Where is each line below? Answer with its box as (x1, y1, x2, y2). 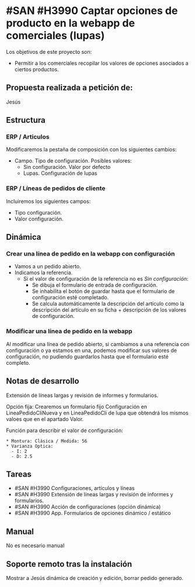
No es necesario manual (6, 542, 65, 549)
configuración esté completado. (32, 294, 109, 301)
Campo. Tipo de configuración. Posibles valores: (14, 157, 132, 164)
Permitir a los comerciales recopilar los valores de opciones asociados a (14, 60, 189, 67)
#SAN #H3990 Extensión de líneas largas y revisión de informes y (14, 491, 173, 498)
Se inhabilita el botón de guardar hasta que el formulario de (32, 288, 175, 295)
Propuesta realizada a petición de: (6, 83, 133, 93)
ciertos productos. (14, 65, 60, 72)
